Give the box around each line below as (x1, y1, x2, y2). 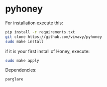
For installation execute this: (5, 20, 63, 26)
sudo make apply (5, 58, 39, 63)
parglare (5, 77, 24, 82)
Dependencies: (5, 67, 37, 73)
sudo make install (5, 39, 44, 44)
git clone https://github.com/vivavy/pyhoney (5, 34, 102, 39)
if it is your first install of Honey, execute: (5, 48, 90, 54)
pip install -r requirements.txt (5, 29, 75, 34)
